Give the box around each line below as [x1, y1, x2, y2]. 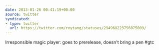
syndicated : [5, 16, 30, 21]
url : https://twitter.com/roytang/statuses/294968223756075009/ [9, 26, 146, 31]
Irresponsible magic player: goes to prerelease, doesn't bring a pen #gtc [5, 39, 154, 45]
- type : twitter [5, 21, 39, 26]
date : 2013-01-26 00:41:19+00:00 [5, 7, 75, 12]
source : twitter [5, 12, 39, 17]
